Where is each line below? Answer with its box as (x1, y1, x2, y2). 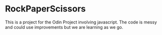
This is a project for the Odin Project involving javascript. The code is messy (5, 19, 157, 25)
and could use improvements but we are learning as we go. (5, 24, 124, 30)
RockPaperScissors (5, 3, 86, 14)
